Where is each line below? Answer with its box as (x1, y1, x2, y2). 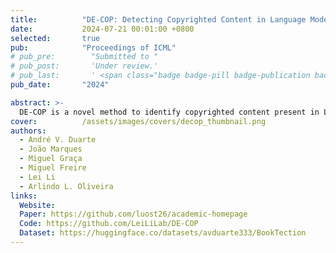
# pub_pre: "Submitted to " (10, 52, 159, 62)
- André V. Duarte (19, 135, 97, 145)
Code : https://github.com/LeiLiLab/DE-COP (19, 219, 199, 229)
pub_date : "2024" (10, 80, 110, 90)
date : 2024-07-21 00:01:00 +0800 (10, 24, 195, 34)
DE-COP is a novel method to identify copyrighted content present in (19, 107, 320, 117)
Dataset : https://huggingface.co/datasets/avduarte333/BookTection (19, 228, 307, 238)
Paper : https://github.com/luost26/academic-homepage (19, 209, 248, 220)
